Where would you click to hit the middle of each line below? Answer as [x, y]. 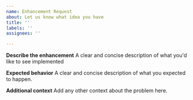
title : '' [18, 22]
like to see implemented [35, 62]
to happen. [19, 79]
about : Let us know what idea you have [55, 17]
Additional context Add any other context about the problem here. [87, 91]
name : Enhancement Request [39, 11]
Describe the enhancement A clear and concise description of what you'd [96, 55]
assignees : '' [24, 34]
